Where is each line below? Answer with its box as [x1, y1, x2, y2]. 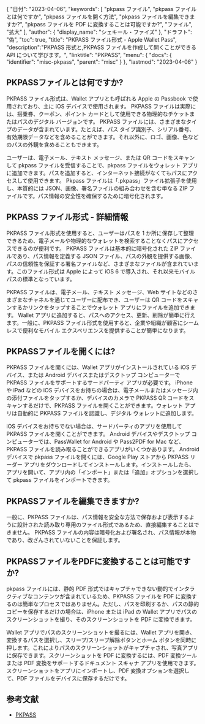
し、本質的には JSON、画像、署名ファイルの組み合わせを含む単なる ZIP [6, 185, 188, 192]
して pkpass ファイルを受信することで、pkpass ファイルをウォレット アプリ [6, 161, 199, 169]
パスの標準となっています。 [6, 275, 75, 283]
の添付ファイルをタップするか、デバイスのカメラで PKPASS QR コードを [6, 394, 189, 402]
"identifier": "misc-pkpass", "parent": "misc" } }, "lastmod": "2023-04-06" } [6, 58, 198, 66]
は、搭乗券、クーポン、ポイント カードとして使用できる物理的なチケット [6, 110, 190, 118]
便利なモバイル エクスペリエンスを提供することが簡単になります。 [22, 327, 189, 334]
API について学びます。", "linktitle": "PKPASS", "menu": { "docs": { [6, 51, 173, 58]
